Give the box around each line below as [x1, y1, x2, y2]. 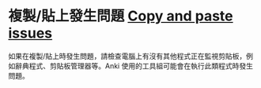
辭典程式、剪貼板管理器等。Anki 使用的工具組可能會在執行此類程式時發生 [14, 60, 253, 71]
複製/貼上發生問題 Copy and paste [8, 7, 233, 25]
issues [8, 24, 53, 42]
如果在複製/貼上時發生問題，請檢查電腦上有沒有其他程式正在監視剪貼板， [8, 51, 247, 60]
